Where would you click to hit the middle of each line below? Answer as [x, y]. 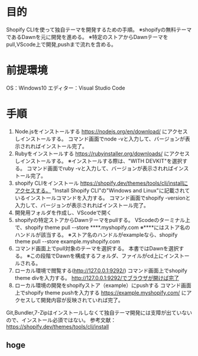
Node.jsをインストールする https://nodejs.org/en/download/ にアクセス [101, 131]
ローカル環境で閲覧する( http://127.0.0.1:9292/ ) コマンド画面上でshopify [101, 270]
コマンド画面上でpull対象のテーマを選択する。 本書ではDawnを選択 [97, 248]
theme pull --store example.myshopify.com [67, 241]
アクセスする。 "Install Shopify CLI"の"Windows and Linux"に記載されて [102, 190]
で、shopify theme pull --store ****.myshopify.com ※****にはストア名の [102, 227]
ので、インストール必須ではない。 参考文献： [61, 320]
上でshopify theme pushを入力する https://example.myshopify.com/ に [101, 292]
